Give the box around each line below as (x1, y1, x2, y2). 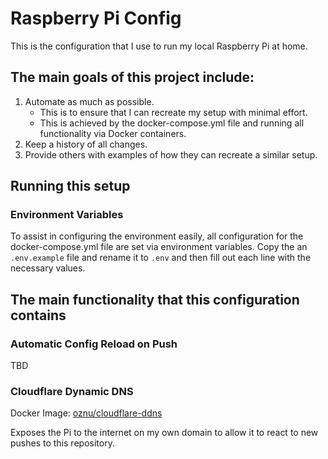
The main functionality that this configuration (10, 291, 300, 308)
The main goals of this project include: (10, 69, 255, 86)
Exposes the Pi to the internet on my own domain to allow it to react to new (10, 427, 319, 439)
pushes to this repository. (10, 437, 115, 449)
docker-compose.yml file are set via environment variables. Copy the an (10, 241, 308, 253)
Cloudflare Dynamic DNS (10, 385, 134, 399)
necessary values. (10, 262, 86, 274)
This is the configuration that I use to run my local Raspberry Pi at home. (10, 40, 308, 52)
